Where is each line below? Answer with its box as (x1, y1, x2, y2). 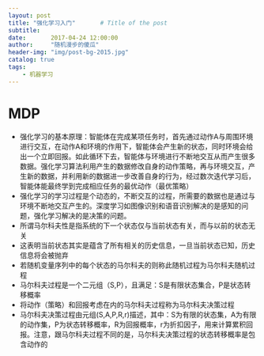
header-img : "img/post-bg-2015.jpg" (8, 48, 129, 56)
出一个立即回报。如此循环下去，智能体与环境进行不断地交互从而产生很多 (19, 151, 255, 161)
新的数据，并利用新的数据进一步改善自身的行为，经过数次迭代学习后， (26, 171, 255, 180)
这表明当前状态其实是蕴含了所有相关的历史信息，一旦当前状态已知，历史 (19, 240, 255, 250)
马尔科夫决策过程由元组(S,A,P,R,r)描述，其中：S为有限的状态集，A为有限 (19, 309, 257, 319)
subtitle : (8, 26, 41, 34)
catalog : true (8, 56, 55, 64)
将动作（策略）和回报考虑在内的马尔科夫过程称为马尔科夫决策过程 (19, 300, 235, 309)
